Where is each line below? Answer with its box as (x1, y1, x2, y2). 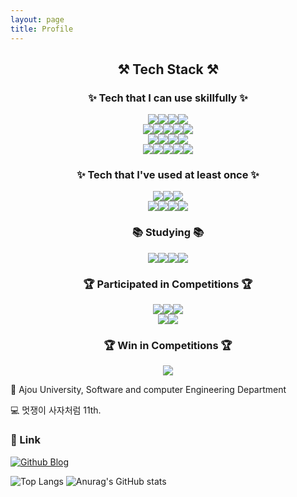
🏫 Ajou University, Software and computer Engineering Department (10, 384, 287, 396)
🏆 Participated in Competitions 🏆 (83, 277, 253, 291)
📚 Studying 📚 (131, 226, 205, 240)
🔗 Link (10, 433, 41, 447)
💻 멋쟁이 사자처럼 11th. (10, 404, 102, 416)
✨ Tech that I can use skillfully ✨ (88, 91, 248, 105)
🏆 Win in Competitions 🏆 (103, 339, 233, 352)
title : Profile (10, 24, 74, 34)
